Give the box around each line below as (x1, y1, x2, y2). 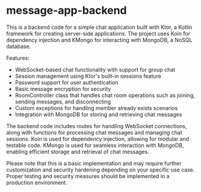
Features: (6, 54, 30, 61)
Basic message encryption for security (14, 85, 111, 92)
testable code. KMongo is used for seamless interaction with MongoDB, (6, 141, 185, 149)
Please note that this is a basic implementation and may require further (6, 159, 182, 167)
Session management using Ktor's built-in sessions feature (14, 72, 161, 79)
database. (6, 43, 31, 50)
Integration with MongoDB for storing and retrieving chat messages (14, 111, 182, 118)
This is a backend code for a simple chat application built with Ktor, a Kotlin (6, 23, 193, 31)
